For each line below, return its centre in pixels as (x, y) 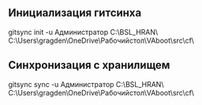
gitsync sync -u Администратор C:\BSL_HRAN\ (86, 84)
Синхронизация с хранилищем (89, 65)
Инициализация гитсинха (75, 13)
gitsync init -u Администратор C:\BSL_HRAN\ (83, 32)
